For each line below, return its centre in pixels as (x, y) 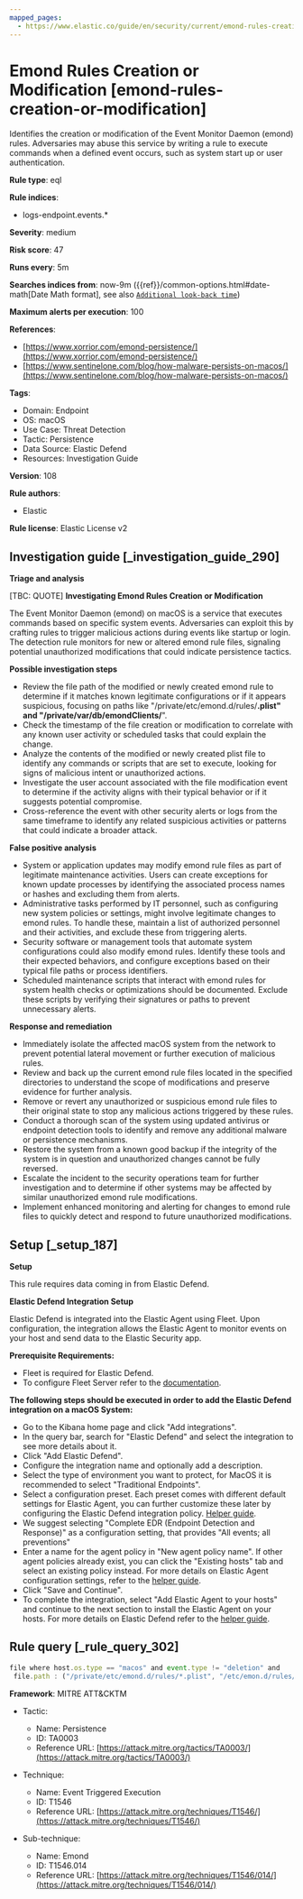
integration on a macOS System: (71, 1410)
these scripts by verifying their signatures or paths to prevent (136, 1000)
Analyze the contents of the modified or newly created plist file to (144, 754)
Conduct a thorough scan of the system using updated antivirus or (146, 1121)
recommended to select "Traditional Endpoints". (111, 1485)
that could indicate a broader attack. (90, 830)
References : (32, 329)
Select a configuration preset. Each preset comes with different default (154, 1494)
